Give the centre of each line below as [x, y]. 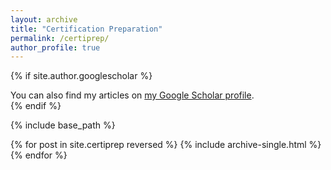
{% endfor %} [39, 155]
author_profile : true [55, 47]
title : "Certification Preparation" [86, 29]
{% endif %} [36, 106]
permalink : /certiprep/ [60, 38]
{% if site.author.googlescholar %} [81, 76]
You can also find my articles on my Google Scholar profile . [132, 95]
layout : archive [44, 19]
